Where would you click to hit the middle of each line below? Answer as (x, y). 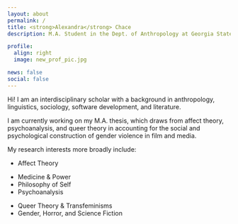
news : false (25, 72)
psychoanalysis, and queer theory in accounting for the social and (104, 128)
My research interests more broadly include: (72, 149)
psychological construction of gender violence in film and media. (102, 135)
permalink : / (27, 21)
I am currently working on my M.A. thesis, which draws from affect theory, (116, 121)
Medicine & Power (44, 177)
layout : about (28, 14)
